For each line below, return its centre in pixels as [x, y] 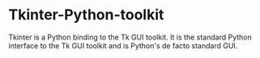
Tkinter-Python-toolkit [86, 15]
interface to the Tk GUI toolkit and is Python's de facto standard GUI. [123, 45]
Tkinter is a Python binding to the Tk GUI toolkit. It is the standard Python [130, 37]
